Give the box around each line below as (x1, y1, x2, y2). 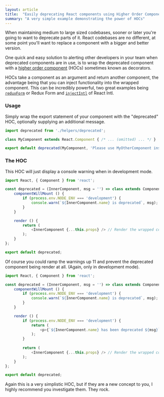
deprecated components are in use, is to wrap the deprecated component (5, 60, 154, 66)
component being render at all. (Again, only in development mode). (5, 264, 140, 269)
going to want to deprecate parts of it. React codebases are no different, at (5, 35, 156, 41)
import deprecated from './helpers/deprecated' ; (5, 128, 106, 133)
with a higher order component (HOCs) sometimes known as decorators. (5, 65, 152, 71)
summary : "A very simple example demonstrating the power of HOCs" (5, 16, 145, 21)
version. (5, 45, 21, 51)
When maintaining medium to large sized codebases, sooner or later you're (5, 30, 156, 36)
